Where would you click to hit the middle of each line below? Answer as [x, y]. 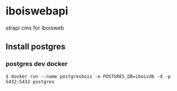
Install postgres [36, 47]
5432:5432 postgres [30, 82]
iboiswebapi [37, 11]
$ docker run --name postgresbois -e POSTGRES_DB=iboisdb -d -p [88, 77]
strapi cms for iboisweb [35, 28]
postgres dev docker [37, 64]
